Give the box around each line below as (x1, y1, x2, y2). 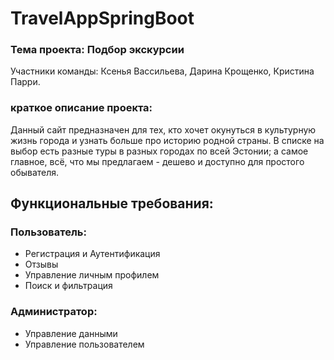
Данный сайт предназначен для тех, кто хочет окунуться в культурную (10, 123, 317, 136)
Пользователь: (10, 225, 87, 239)
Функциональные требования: (10, 195, 214, 212)
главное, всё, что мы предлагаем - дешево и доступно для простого (10, 155, 305, 167)
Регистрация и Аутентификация (24, 248, 161, 260)
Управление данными (24, 327, 118, 339)
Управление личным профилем (24, 269, 160, 281)
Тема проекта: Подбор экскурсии (10, 43, 185, 57)
